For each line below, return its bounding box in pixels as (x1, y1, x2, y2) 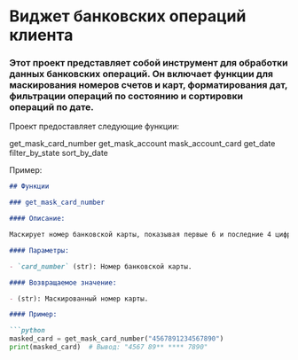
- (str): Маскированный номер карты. (9, 294, 149, 303)
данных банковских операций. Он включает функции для (9, 68, 273, 81)
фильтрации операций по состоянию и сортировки (9, 90, 244, 103)
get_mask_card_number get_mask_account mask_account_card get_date (9, 138, 276, 149)
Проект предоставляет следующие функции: (9, 121, 180, 132)
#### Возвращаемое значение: (9, 278, 117, 287)
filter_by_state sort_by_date (9, 148, 108, 159)
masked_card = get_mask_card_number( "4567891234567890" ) (9, 334, 224, 343)
